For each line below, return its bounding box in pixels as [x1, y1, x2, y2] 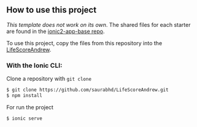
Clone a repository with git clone [6, 75, 92, 82]
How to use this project [6, 5, 97, 15]
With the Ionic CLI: [6, 61, 63, 70]
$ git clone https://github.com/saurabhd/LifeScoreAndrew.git [6, 87, 169, 93]
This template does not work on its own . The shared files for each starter [6, 21, 191, 28]
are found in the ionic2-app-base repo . [6, 27, 105, 35]
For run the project [6, 103, 54, 111]
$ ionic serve [6, 115, 43, 122]
